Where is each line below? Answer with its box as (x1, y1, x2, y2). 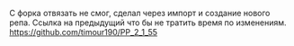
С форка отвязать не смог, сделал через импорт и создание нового (9, 8, 271, 18)
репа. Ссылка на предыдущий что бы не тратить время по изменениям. (9, 17, 287, 28)
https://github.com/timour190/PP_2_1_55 (9, 27, 158, 37)
